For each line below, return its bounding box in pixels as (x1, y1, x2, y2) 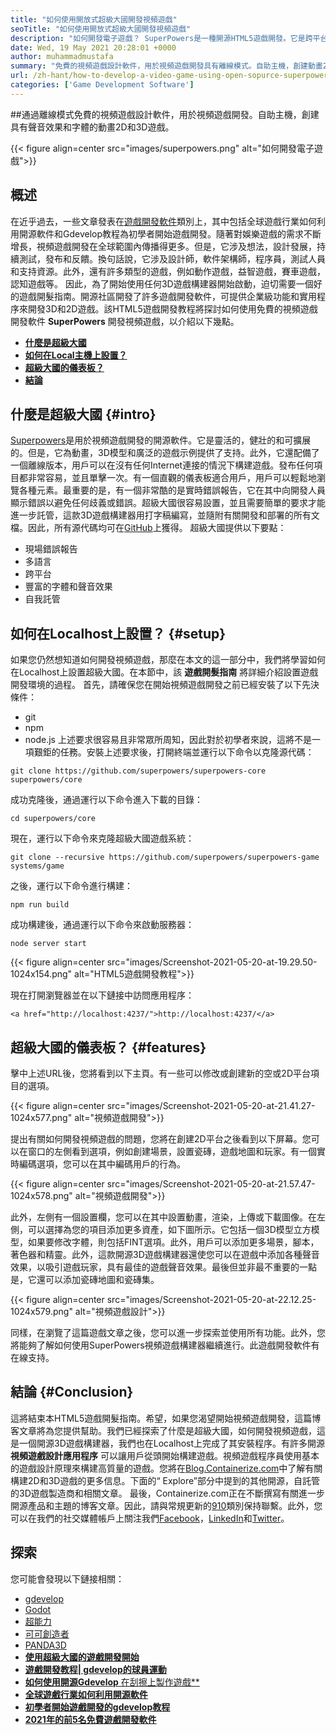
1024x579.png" (10, 1306, 73, 1317)
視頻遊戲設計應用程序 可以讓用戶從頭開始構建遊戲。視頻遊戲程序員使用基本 (10, 1449, 320, 1461)
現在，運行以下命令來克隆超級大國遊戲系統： (10, 832, 195, 845)
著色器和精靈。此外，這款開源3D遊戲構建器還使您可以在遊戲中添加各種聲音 (10, 1249, 320, 1260)
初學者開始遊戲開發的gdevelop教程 (24, 1701, 171, 1713)
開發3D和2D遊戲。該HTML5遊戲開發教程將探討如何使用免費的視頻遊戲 (27, 302, 318, 315)
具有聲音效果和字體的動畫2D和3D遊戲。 (10, 121, 175, 133)
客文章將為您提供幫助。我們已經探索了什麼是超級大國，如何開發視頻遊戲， (10, 1424, 317, 1436)
